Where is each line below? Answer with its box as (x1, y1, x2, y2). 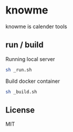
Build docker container (5, 77, 60, 84)
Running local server (5, 55, 55, 62)
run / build (5, 40, 44, 50)
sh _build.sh (5, 89, 37, 94)
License (5, 105, 35, 115)
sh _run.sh (5, 67, 32, 73)
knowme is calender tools (5, 23, 68, 30)
